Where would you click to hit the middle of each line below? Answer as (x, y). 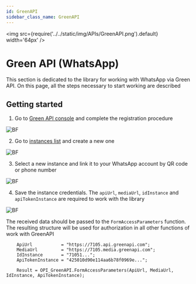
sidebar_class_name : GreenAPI (43, 17)
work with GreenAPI (30, 234)
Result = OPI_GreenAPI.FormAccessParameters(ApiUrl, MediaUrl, (95, 271)
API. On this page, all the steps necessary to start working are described (93, 86)
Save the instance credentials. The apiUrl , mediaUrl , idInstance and (97, 193)
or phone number (35, 170)
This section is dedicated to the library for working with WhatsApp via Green (98, 80)
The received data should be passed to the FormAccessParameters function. (96, 222)
